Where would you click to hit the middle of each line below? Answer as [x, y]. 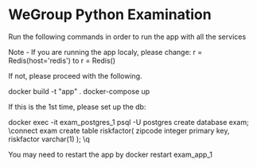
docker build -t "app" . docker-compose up [79, 91]
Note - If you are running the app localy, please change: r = [105, 52]
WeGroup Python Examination [110, 15]
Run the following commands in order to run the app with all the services [127, 37]
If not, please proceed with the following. [75, 76]
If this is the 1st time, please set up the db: [77, 107]
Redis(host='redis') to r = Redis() [62, 60]
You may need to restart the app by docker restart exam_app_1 [111, 154]
